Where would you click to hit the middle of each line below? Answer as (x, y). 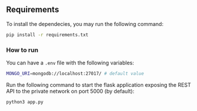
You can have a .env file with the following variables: (70, 63)
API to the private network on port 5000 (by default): (70, 91)
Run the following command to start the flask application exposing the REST (98, 84)
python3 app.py (25, 102)
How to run (22, 50)
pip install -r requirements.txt (47, 35)
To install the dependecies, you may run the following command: (85, 24)
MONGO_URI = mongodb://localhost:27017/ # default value (75, 73)
